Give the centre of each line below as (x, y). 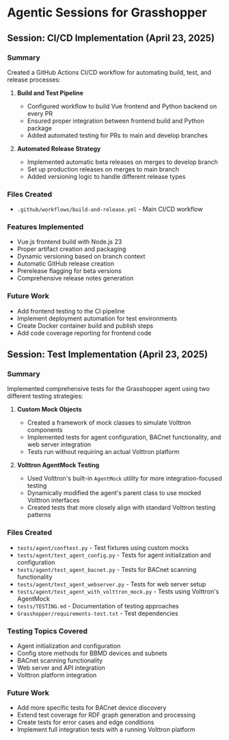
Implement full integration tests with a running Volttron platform (106, 730)
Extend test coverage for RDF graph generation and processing (106, 715)
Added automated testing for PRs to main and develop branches (118, 135)
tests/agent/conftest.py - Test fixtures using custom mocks (103, 547)
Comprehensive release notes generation (75, 278)
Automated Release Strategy (59, 148)
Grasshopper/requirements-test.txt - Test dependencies (98, 613)
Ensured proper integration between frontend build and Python (116, 121)
